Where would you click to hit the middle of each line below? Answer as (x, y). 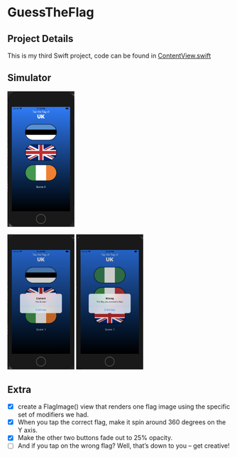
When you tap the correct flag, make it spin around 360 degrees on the (122, 422)
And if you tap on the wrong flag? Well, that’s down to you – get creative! (124, 446)
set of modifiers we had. (53, 415)
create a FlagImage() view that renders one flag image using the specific (124, 407)
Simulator (29, 78)
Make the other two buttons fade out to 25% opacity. (95, 438)
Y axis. (27, 430)
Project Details (40, 39)
